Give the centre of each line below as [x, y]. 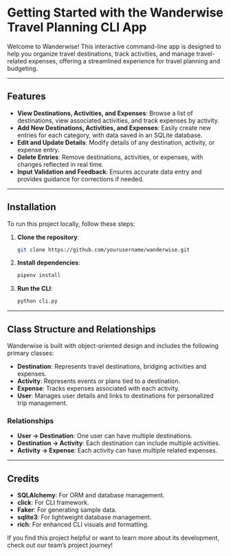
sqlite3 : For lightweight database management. [84, 517]
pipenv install [39, 276]
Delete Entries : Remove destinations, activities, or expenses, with [110, 157]
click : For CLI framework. [53, 503]
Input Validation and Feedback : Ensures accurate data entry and [109, 172]
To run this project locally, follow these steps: [71, 224]
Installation [32, 207]
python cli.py [37, 301]
